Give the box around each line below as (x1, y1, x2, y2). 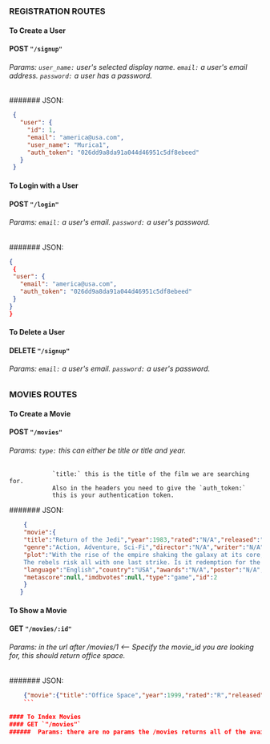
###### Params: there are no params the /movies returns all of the (9, 728, 247, 736)
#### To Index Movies (9, 713, 82, 722)
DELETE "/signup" (9, 345, 71, 355)
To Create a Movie (9, 409, 71, 418)
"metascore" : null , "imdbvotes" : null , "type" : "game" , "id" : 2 (23, 573, 218, 581)
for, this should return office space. (9, 651, 126, 661)
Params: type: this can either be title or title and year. (9, 445, 187, 455)
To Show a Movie (9, 605, 67, 615)
